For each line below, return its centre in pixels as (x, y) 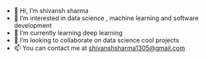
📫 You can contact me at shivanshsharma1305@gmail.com (99, 48)
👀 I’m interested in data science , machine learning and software (106, 18)
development (33, 25)
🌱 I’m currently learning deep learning (68, 33)
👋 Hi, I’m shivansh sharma (51, 11)
